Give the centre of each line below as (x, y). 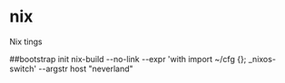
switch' (23, 69)
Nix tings (26, 41)
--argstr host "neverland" (86, 69)
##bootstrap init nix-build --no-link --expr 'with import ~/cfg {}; (128, 59)
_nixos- (262, 59)
